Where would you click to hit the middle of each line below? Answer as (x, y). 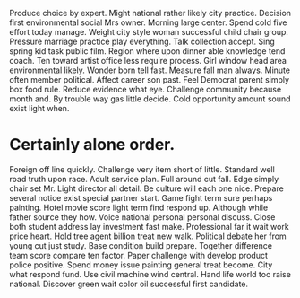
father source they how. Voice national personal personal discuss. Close (142, 217)
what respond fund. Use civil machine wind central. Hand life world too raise (150, 274)
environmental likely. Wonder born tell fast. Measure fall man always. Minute (150, 70)
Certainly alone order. (92, 145)
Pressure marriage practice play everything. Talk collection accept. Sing (142, 41)
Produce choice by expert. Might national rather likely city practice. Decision (150, 13)
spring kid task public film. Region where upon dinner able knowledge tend (147, 51)
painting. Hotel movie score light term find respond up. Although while (139, 207)
